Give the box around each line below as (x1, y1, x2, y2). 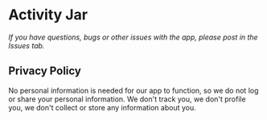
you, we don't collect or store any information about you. (8, 102, 196, 112)
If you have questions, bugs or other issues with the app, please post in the (8, 32, 259, 42)
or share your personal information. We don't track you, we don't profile (8, 94, 247, 104)
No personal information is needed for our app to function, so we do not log (8, 85, 259, 95)
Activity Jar (8, 6, 88, 24)
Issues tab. (8, 40, 45, 50)
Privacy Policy (8, 64, 82, 78)
